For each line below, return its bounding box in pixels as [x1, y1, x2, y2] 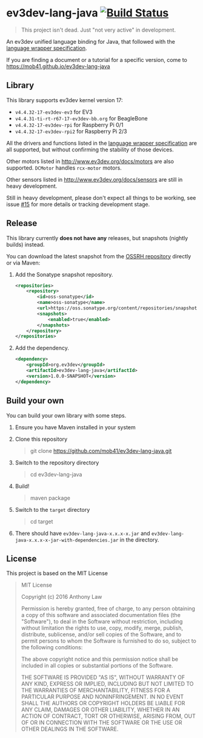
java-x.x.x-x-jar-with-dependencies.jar [15, 537, 119, 543]
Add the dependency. [15, 344, 70, 352]
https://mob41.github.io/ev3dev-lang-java [6, 63, 110, 70]
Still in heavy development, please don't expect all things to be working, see [6, 194, 196, 201]
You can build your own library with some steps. [6, 412, 127, 419]
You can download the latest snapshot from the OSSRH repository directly [6, 252, 191, 260]
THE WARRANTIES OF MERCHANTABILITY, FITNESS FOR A [21, 687, 171, 694]
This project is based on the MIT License [6, 570, 108, 577]
